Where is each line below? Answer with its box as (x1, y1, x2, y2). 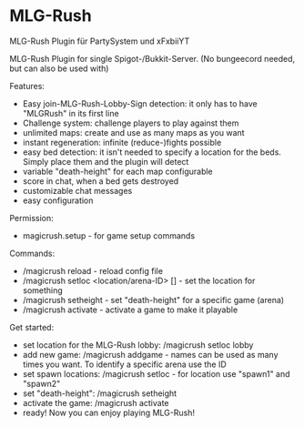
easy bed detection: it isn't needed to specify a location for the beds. (22, 147, 282, 158)
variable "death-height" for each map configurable (22, 166, 214, 177)
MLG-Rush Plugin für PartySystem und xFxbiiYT (9, 36, 190, 46)
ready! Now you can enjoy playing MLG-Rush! (22, 407, 196, 418)
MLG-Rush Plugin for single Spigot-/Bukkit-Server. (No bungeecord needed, (9, 53, 296, 64)
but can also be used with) (9, 63, 109, 74)
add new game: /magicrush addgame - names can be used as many (22, 349, 279, 360)
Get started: (9, 321, 55, 332)
